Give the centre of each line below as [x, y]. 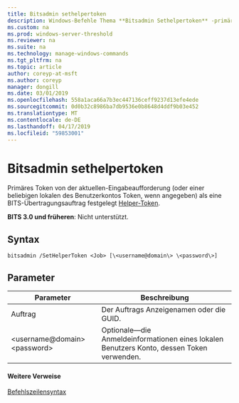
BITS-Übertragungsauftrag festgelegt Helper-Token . [84, 203]
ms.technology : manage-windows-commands [68, 54]
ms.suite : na [27, 47]
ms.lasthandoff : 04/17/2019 [49, 126]
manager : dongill [33, 87]
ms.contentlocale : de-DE [44, 120]
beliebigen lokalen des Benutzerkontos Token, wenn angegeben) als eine [115, 196]
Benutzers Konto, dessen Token [154, 347]
